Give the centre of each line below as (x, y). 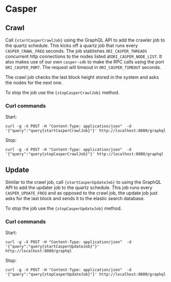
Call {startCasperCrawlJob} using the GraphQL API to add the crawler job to (85, 40)
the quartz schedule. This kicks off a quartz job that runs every (72, 46)
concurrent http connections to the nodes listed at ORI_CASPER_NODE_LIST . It (84, 56)
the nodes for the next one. (34, 83)
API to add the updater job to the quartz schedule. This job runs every (79, 188)
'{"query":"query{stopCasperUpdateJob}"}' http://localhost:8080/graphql (86, 274)
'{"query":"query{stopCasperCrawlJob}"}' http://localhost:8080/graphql (84, 154)
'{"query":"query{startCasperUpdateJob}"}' (52, 247)
